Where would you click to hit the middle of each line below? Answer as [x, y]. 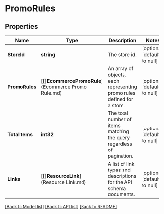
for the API [120, 182]
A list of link [121, 164]
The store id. [122, 54]
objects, [117, 75]
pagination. [121, 156]
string [48, 54]
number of [120, 119]
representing [123, 87]
